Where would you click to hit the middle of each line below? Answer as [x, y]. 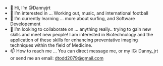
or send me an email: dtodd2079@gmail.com [57, 58]
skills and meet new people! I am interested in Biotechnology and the [82, 35]
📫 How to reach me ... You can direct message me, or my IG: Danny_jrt [84, 51]
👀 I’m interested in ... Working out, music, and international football [79, 13]
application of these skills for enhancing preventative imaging [74, 40]
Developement [25, 24]
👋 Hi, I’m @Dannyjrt [30, 8]
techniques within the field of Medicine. [51, 45]
